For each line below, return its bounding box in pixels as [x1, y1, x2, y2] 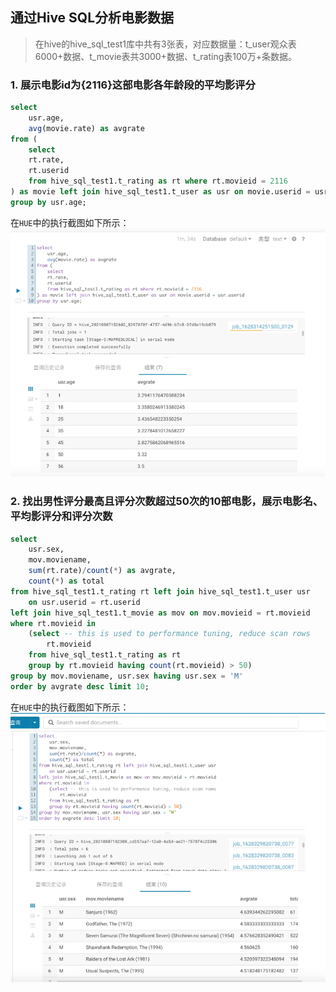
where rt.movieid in [10, 618, 97, 628]
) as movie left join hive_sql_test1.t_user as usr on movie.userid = [10, 187, 311, 197]
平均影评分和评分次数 [10, 509, 113, 523]
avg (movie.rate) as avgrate [28, 123, 145, 133]
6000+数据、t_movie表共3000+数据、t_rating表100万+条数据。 [34, 50, 297, 62]
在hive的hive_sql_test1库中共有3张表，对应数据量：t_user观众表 [34, 38, 297, 50]
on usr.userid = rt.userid [28, 597, 141, 607]
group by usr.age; [10, 197, 87, 207]
